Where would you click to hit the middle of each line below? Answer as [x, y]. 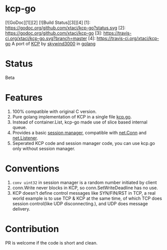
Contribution [32, 229]
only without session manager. [44, 148]
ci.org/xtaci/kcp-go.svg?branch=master [46, 38]
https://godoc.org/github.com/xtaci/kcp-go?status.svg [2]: [65, 27]
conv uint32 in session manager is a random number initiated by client [84, 182]
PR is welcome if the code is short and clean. [51, 243]
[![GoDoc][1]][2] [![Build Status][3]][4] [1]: [48, 22]
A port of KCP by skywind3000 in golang [54, 43]
